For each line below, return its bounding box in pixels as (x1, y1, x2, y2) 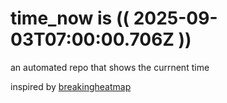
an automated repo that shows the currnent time (10, 61, 210, 73)
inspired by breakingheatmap (10, 80, 132, 92)
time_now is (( (10, 7, 130, 30)
